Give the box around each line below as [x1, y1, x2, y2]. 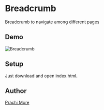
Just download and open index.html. [5, 73, 78, 79]
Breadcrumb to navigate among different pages [5, 19, 100, 25]
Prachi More [5, 100, 30, 106]
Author [5, 87, 27, 95]
